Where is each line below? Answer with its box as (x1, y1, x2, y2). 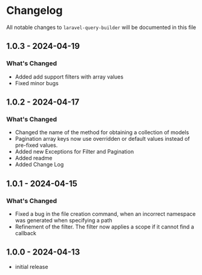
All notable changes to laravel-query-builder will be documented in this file (6, 24, 197, 31)
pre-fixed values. (15, 141, 58, 149)
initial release (15, 263, 48, 270)
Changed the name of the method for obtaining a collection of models (15, 129, 189, 136)
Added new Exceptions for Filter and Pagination (15, 148, 134, 155)
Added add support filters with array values (15, 73, 124, 80)
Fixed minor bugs (15, 79, 59, 86)
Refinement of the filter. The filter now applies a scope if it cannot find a (15, 223, 195, 230)
